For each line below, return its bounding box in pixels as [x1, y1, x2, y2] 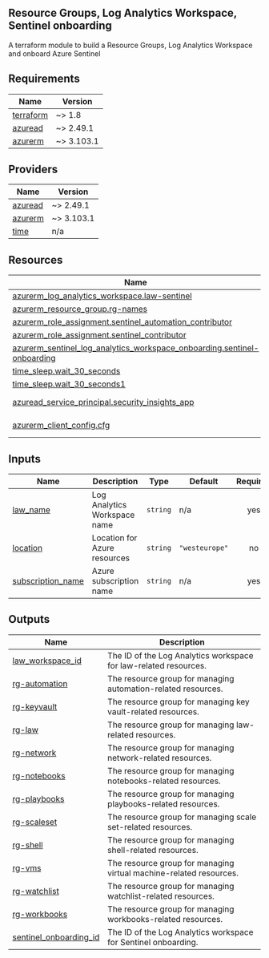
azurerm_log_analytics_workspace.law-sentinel [12, 290, 192, 301]
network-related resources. [107, 752, 212, 763]
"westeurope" [179, 544, 229, 552]
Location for [91, 532, 138, 544]
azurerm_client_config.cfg [12, 420, 110, 431]
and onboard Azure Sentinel [8, 48, 101, 59]
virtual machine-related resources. [107, 867, 239, 879]
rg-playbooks [12, 793, 65, 804]
